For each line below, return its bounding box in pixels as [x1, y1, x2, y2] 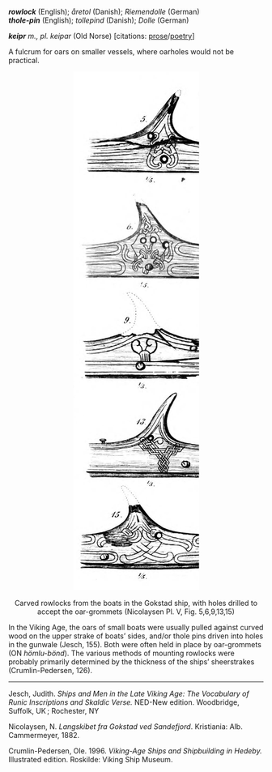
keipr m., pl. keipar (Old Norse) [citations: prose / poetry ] [8, 32, 195, 41]
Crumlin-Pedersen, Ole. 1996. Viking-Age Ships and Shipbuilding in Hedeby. [8, 746, 262, 756]
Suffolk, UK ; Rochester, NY [8, 706, 100, 715]
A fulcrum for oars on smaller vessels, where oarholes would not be [8, 47, 235, 56]
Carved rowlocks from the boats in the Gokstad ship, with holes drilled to [15, 599, 257, 608]
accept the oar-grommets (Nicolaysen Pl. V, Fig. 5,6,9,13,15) [37, 607, 235, 616]
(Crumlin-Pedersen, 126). [8, 666, 93, 675]
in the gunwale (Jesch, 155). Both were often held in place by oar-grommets [8, 640, 261, 649]
